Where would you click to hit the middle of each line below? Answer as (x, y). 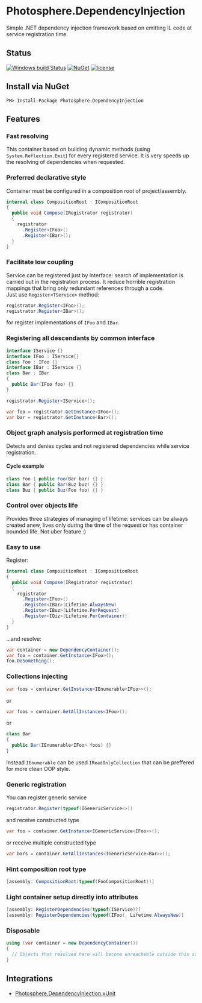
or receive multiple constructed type (51, 843)
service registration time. (37, 34)
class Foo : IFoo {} (32, 362)
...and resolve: (24, 639)
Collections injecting (37, 676)
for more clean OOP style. (38, 769)
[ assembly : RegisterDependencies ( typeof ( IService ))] (74, 910)
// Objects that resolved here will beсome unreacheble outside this (100, 954)
